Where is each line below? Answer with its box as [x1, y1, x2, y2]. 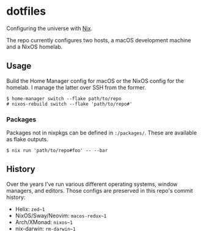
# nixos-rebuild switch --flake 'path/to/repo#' [6, 101, 133, 107]
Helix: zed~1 [15, 205, 45, 212]
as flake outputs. [6, 136, 49, 143]
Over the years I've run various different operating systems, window [6, 180, 178, 188]
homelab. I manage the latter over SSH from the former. [6, 84, 146, 91]
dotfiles [6, 4, 46, 18]
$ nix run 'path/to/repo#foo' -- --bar [6, 147, 108, 154]
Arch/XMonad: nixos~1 [15, 218, 73, 225]
